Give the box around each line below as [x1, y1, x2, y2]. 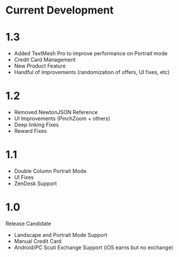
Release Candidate [5, 220, 51, 227]
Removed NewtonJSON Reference [14, 109, 98, 116]
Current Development [5, 4, 114, 17]
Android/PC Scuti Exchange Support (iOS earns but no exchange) [14, 243, 174, 251]
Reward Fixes [14, 128, 47, 135]
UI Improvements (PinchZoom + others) [14, 115, 111, 122]
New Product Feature [14, 62, 66, 69]
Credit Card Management [14, 56, 76, 64]
